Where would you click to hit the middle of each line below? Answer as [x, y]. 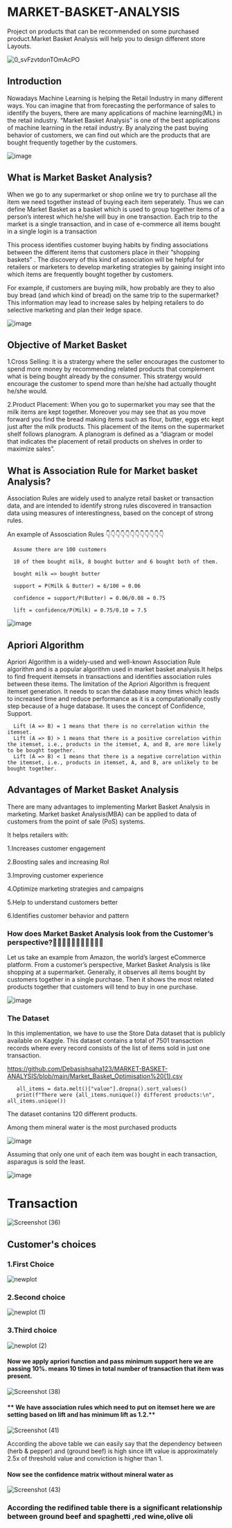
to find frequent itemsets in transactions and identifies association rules [109, 677]
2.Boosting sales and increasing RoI [58, 862]
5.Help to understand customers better [63, 902]
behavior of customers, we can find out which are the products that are [109, 135]
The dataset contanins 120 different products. [72, 1114]
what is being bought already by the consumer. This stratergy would [105, 376]
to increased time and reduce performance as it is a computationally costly [114, 699]
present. [20, 1376]
